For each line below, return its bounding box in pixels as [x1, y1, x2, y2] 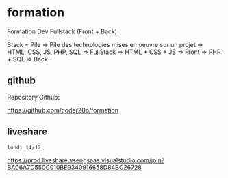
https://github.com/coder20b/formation [7, 106, 118, 114]
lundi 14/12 [7, 144, 41, 151]
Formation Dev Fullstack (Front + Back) [7, 27, 118, 35]
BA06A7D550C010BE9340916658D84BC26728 [7, 163, 142, 171]
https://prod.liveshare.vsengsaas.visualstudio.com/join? [7, 155, 165, 164]
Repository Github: [7, 93, 60, 101]
